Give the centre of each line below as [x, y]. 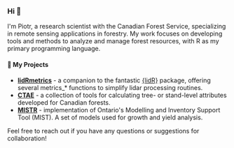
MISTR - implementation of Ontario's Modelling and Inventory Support [119, 110]
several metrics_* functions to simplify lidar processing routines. [110, 87]
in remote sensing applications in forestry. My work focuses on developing [115, 34]
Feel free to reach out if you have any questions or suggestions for [103, 131]
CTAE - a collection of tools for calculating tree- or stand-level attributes [122, 95]
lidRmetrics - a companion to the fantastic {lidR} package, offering [114, 80]
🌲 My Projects [28, 64]
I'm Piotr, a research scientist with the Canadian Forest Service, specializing [117, 27]
